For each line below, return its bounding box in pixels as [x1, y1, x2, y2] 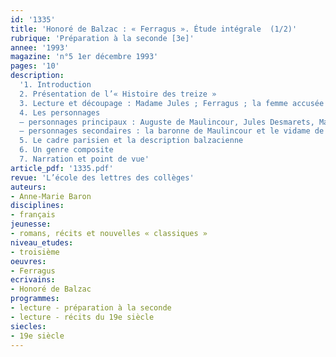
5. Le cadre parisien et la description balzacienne [19, 136, 244, 146]
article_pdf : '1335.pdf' [10, 163, 114, 173]
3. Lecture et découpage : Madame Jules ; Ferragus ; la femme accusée [19, 98, 325, 108]
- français [10, 210, 56, 220]
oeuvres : [10, 256, 47, 266]
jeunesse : [10, 219, 52, 230]
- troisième [10, 247, 60, 257]
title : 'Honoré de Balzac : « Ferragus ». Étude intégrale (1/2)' [10, 24, 298, 34]
